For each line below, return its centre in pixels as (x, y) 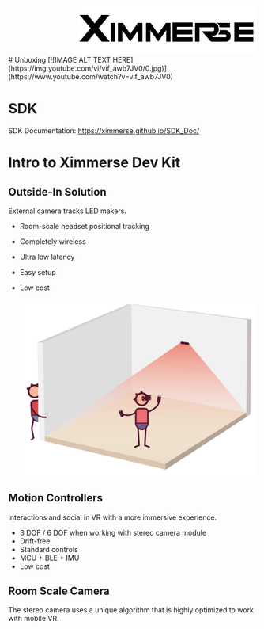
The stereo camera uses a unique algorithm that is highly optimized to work (131, 610)
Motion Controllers (56, 498)
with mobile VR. (34, 619)
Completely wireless (53, 241)
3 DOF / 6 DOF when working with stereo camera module (113, 532)
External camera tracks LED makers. (67, 211)
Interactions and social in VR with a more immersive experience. (113, 517)
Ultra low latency (47, 257)
